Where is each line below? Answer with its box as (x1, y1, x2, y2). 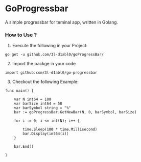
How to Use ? (5, 31, 37, 38)
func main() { (5, 88, 34, 93)
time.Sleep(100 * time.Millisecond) (23, 127, 97, 132)
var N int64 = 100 (14, 97, 51, 102)
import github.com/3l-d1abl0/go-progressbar (5, 70, 97, 75)
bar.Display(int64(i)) (23, 131, 69, 136)
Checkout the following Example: (12, 79, 79, 85)
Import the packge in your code (12, 61, 76, 67)
